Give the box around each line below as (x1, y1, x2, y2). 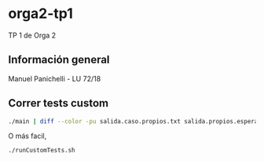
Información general (8, 53, 110, 66)
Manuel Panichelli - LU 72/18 (8, 73, 101, 83)
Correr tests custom (8, 97, 108, 110)
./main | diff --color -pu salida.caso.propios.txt (8, 117, 181, 125)
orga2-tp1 (8, 5, 73, 23)
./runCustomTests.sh (8, 146, 76, 155)
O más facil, (8, 131, 47, 141)
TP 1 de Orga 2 (8, 30, 57, 40)
